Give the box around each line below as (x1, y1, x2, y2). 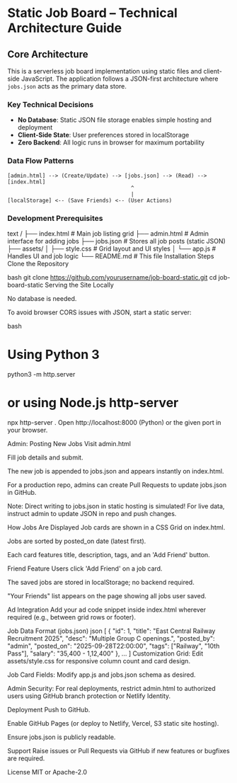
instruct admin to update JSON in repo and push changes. (7, 509, 177, 518)
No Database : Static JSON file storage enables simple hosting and (17, 115, 212, 125)
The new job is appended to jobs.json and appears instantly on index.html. (7, 467, 224, 475)
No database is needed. (7, 294, 77, 302)
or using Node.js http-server (7, 395, 179, 411)
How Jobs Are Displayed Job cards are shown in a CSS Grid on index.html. (7, 522, 226, 532)
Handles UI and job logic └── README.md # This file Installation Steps (7, 251, 214, 260)
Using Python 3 (7, 347, 100, 362)
